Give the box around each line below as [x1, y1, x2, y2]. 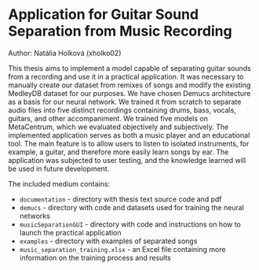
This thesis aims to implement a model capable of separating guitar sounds [8, 63, 251, 72]
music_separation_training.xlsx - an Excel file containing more [19, 244, 226, 253]
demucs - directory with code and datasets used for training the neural [19, 202, 245, 212]
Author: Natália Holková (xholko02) [8, 48, 122, 57]
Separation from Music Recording [8, 22, 233, 40]
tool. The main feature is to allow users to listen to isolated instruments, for [8, 139, 250, 148]
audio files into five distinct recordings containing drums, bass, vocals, [8, 105, 237, 115]
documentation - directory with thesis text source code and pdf [19, 194, 222, 204]
